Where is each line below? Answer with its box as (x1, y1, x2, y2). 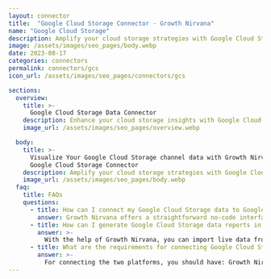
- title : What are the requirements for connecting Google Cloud (29, 244, 254, 252)
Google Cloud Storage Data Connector (29, 109, 157, 117)
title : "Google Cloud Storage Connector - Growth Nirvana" (8, 19, 215, 27)
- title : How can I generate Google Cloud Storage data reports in (29, 221, 262, 229)
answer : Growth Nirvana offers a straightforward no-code (37, 213, 236, 222)
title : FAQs (23, 191, 63, 199)
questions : (23, 198, 60, 206)
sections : (8, 86, 42, 94)
